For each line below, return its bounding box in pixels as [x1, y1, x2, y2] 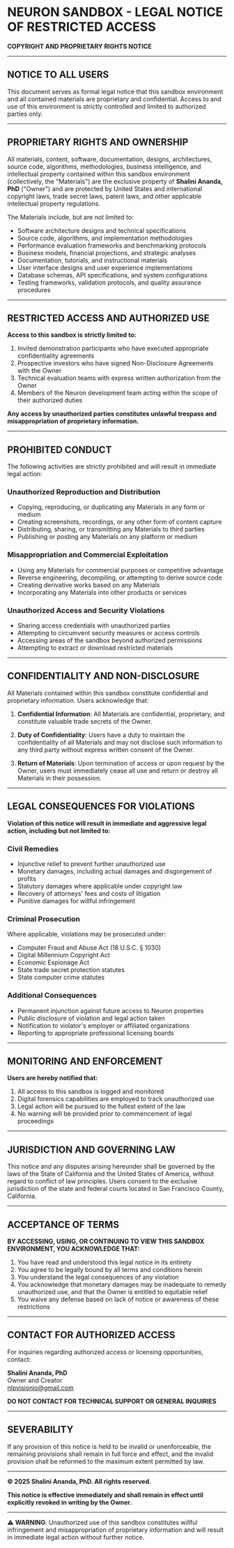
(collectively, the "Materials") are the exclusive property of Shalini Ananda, [7, 177, 223, 185]
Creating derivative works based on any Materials [17, 580, 160, 589]
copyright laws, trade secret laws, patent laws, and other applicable [7, 192, 202, 200]
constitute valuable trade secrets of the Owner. [17, 717, 153, 725]
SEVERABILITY [7, 1424, 74, 1436]
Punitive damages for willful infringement [17, 897, 136, 905]
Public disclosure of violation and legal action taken [17, 1014, 165, 1022]
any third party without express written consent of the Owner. [17, 745, 195, 754]
